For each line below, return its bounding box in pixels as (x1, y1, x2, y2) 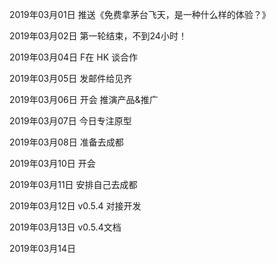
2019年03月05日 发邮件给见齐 (9, 73, 133, 84)
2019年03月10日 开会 (9, 158, 96, 169)
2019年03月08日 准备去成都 (9, 136, 124, 148)
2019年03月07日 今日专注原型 (9, 115, 132, 127)
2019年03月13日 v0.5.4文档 (9, 221, 122, 233)
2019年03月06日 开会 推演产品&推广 (9, 94, 159, 105)
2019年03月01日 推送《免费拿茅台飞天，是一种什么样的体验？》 (9, 9, 271, 20)
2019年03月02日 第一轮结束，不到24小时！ (9, 30, 187, 42)
